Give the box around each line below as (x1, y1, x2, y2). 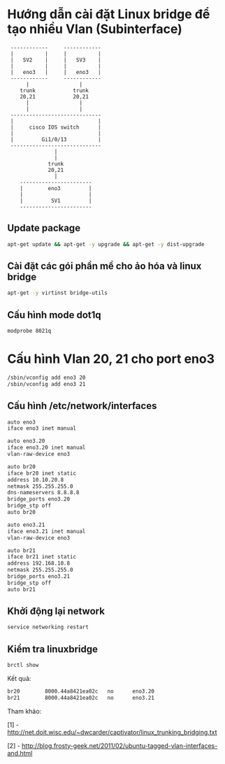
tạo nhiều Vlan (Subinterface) (7, 21, 183, 37)
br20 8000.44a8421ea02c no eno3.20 (7, 688, 155, 695)
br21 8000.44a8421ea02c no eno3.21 (7, 694, 155, 701)
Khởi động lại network (7, 605, 105, 617)
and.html (7, 749, 33, 757)
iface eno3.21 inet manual (7, 528, 86, 535)
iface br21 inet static (7, 554, 77, 561)
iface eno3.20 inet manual (7, 444, 86, 452)
